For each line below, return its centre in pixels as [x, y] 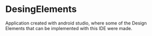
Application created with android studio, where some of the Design [76, 23]
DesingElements [41, 9]
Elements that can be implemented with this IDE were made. [69, 28]
